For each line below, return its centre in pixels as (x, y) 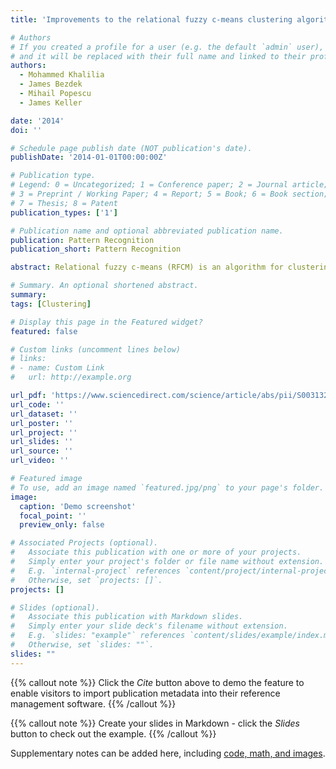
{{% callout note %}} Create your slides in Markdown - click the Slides (155, 723)
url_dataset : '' (44, 414)
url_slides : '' (42, 442)
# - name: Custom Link (57, 368)
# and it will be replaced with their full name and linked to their (158, 56)
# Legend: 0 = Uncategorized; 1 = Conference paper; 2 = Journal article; (169, 185)
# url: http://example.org (71, 377)
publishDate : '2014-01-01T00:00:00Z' (89, 157)
